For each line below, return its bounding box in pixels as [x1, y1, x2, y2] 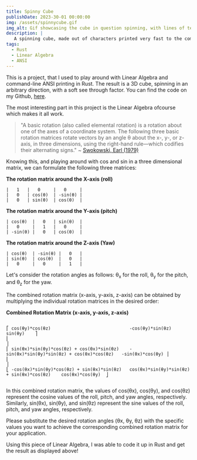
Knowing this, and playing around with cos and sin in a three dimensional [6, 158, 182, 165]
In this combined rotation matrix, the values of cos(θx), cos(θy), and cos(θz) [6, 387, 191, 394]
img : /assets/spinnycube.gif [6, 19, 77, 25]
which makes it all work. [6, 110, 64, 117]
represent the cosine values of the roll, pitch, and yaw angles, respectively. [6, 394, 188, 401]
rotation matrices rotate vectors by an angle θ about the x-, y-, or [20, 134, 178, 141]
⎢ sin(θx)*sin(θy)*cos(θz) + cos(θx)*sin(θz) [6, 346, 119, 352]
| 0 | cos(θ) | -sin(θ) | [6, 192, 83, 198]
